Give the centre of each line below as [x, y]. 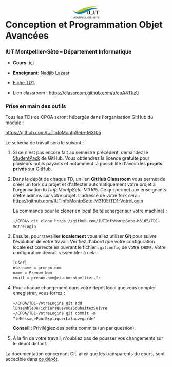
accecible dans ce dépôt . [32, 359]
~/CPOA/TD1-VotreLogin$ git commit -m [54, 313]
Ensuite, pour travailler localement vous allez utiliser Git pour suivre [84, 236]
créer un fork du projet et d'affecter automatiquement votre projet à [84, 184]
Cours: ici [23, 63]
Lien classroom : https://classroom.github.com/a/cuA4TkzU [76, 93]
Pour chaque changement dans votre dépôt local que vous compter [84, 288]
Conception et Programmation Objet [84, 24]
